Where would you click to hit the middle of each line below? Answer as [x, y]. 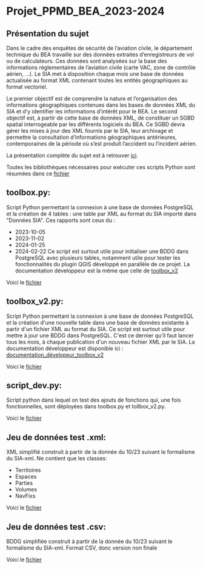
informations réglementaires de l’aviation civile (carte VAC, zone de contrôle [101, 67]
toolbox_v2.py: [35, 301]
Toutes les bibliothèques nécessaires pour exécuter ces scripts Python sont [101, 167]
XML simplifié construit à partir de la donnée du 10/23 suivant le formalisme [101, 452]
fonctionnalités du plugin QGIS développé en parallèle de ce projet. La [102, 264]
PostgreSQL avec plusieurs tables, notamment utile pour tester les [98, 258]
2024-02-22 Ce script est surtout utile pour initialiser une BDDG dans [102, 251]
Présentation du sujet [48, 34]
